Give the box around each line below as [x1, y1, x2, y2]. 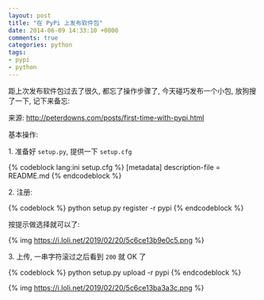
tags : [8, 48, 26, 56]
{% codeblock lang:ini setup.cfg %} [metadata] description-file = [8, 162, 220, 171]
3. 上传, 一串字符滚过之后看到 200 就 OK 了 [8, 252, 147, 261]
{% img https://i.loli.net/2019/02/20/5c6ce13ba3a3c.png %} [8, 283, 205, 292]
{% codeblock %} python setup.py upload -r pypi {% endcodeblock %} [8, 267, 242, 277]
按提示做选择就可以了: [8, 219, 81, 229]
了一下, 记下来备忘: [8, 96, 71, 106]
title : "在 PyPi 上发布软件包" [8, 19, 103, 27]
